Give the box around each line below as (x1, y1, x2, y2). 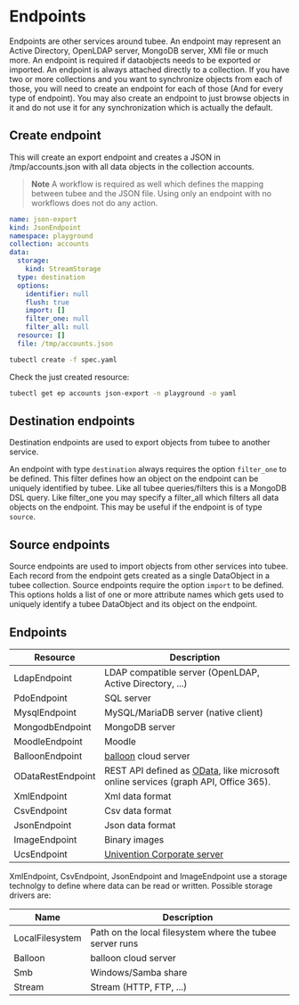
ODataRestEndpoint (13, 769, 96, 782)
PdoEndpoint (13, 692, 69, 704)
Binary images (103, 833, 165, 845)
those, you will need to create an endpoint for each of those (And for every (9, 83, 284, 94)
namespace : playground (9, 231, 93, 240)
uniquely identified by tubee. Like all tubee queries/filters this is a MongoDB (9, 483, 287, 494)
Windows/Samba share (90, 966, 188, 978)
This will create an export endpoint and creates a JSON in (9, 152, 221, 162)
